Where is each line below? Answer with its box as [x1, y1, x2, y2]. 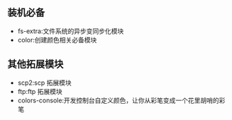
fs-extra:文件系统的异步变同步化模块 [17, 27, 124, 35]
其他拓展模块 [7, 59, 64, 71]
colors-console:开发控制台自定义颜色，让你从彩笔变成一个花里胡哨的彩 [17, 96, 226, 104]
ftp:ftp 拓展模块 [17, 87, 62, 95]
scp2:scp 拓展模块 [17, 78, 72, 87]
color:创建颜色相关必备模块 [17, 35, 97, 44]
